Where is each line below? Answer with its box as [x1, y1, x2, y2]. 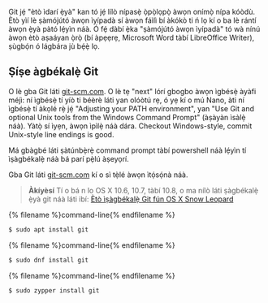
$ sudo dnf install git [8, 256, 89, 264]
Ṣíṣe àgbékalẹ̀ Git [8, 65, 99, 79]
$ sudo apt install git [8, 225, 89, 234]
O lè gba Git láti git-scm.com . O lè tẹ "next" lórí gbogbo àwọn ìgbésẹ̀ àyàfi [8, 86, 257, 96]
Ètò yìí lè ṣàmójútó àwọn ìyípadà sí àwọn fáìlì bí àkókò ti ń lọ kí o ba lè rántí [8, 15, 257, 25]
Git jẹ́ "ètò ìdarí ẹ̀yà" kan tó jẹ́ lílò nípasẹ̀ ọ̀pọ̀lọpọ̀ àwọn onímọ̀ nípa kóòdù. [8, 7, 256, 16]
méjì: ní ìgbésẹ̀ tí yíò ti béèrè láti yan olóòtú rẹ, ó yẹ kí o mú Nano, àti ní [8, 95, 245, 105]
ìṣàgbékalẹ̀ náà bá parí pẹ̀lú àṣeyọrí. [8, 154, 130, 163]
